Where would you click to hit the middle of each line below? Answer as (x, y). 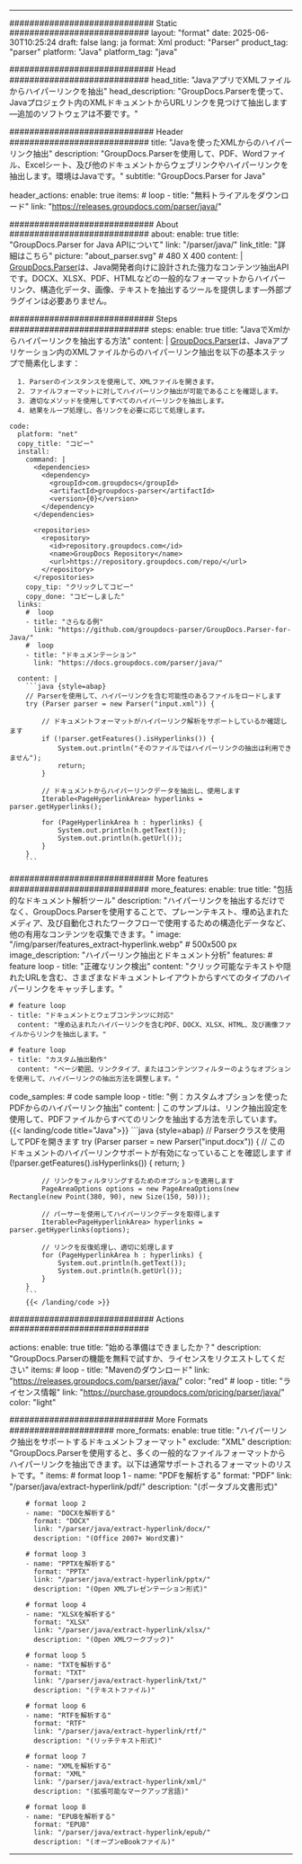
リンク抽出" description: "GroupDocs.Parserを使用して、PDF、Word (136, 153)
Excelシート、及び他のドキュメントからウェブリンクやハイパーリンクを (157, 165)
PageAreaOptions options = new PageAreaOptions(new (141, 1189)
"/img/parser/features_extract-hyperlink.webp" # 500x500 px (123, 944)
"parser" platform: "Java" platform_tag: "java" (93, 52)
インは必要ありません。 (68, 301)
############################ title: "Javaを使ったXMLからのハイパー (151, 142)
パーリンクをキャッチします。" (66, 989)
